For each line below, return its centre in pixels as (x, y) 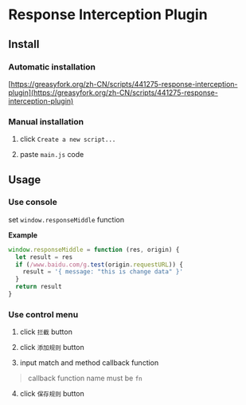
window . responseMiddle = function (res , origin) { (94, 250)
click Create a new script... (68, 139)
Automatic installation (52, 67)
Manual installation (46, 121)
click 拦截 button (46, 332)
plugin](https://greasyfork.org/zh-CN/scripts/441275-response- (113, 92)
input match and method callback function (89, 363)
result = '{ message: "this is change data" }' (103, 272)
